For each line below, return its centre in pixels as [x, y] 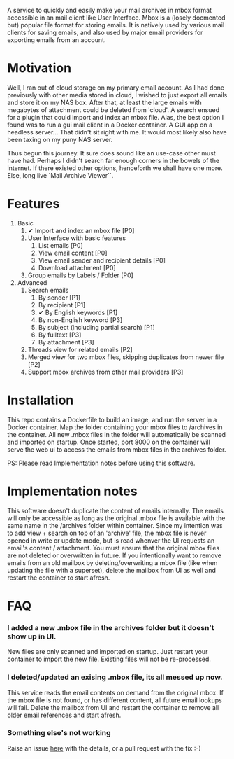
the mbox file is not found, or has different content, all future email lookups [115, 700]
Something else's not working [59, 733]
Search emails [48, 290]
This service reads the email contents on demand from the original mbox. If [115, 692]
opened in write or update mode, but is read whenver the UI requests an [111, 540]
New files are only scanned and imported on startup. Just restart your [108, 652]
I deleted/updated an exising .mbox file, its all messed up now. [115, 677]
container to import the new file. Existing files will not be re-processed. [109, 659]
